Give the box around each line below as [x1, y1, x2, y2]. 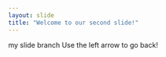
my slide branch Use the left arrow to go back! [8, 40, 159, 49]
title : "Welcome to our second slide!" [8, 19, 139, 27]
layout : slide [8, 11, 55, 20]
